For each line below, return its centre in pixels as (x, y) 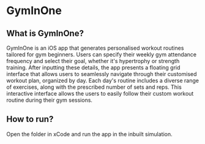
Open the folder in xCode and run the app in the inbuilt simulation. (89, 134)
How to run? (30, 119)
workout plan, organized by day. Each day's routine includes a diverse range (102, 81)
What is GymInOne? (45, 33)
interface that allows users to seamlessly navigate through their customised (102, 74)
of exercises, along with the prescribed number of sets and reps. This (94, 87)
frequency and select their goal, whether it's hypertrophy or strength (93, 61)
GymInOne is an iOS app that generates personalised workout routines (95, 48)
